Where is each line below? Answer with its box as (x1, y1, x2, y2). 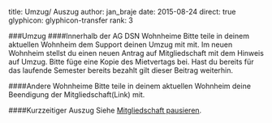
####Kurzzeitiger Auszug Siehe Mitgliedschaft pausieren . (8, 105, 202, 115)
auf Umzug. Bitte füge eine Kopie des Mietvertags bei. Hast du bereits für (8, 57, 254, 66)
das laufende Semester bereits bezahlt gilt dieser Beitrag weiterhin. (8, 66, 234, 75)
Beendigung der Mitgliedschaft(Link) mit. (8, 90, 145, 100)
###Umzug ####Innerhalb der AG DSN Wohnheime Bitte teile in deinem (8, 32, 250, 40)
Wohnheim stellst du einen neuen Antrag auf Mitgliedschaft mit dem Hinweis (8, 49, 264, 57)
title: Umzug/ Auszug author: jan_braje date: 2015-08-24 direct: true (8, 7, 236, 16)
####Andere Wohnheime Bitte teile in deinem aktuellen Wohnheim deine (8, 81, 252, 91)
